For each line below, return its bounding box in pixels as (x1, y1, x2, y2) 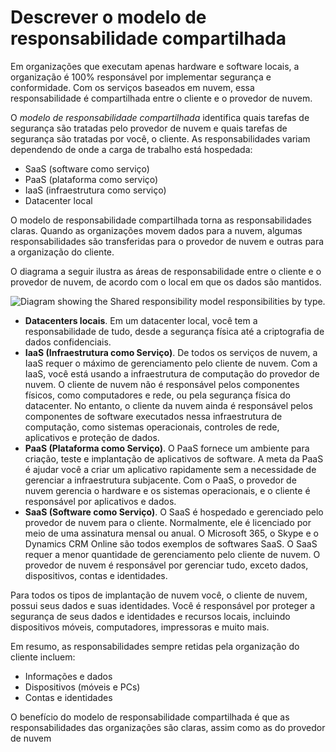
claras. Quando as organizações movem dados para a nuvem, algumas (10, 224, 303, 236)
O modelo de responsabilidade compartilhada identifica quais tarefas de (10, 111, 310, 123)
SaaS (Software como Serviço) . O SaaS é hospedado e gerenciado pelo (24, 506, 324, 518)
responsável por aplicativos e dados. (24, 495, 177, 507)
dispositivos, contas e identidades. (24, 569, 168, 581)
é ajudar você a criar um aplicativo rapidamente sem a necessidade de (24, 463, 317, 475)
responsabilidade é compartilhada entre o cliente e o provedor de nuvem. (10, 92, 313, 104)
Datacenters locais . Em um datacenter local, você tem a (24, 314, 258, 326)
